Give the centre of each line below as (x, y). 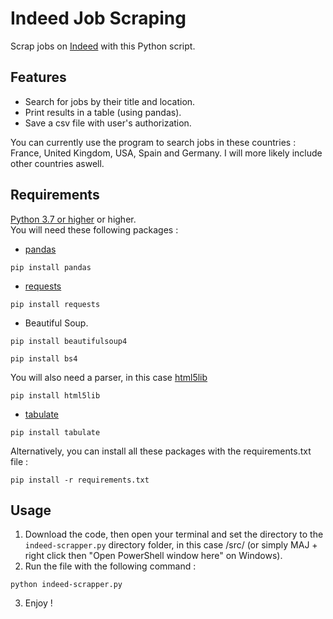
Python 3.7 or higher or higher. (73, 219)
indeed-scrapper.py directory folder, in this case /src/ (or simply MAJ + (171, 545)
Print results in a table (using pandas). (103, 112)
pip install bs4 (44, 358)
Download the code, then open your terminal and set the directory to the (174, 534)
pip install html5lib (55, 395)
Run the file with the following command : (110, 566)
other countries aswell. (57, 163)
